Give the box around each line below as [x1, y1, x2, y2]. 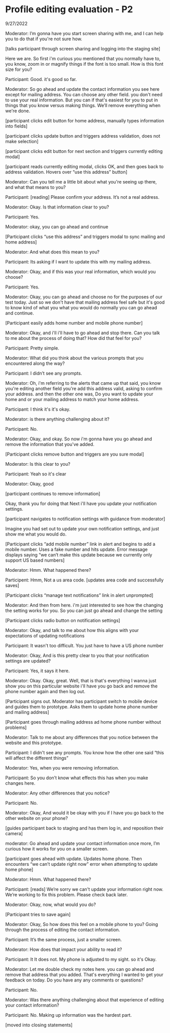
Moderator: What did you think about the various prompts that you [5, 355, 144, 361]
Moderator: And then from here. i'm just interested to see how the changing [5, 602, 163, 608]
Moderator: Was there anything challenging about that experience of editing [5, 996, 164, 1002]
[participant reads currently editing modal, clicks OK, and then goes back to [5, 163, 164, 169]
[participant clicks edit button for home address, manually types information [5, 117, 164, 123]
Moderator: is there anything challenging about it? [5, 416, 110, 422]
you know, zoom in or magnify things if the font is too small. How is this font [5, 61, 164, 67]
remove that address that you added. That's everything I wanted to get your [5, 971, 164, 977]
